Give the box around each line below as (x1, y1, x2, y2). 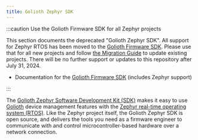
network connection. (6, 128, 57, 135)
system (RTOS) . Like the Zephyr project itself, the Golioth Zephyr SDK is (6, 109, 184, 116)
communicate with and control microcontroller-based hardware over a (6, 122, 179, 129)
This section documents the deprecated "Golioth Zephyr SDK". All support (6, 36, 189, 43)
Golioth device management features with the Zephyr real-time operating (6, 102, 187, 110)
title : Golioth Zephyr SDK (6, 8, 74, 15)
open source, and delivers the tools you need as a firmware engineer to (6, 116, 182, 123)
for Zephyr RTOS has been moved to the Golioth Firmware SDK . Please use (6, 43, 191, 50)
